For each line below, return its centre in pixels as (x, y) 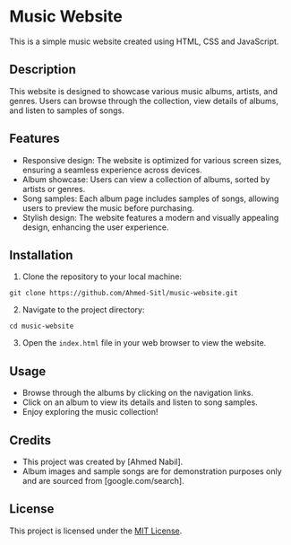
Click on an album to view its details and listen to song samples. (140, 402)
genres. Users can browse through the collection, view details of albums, (144, 101)
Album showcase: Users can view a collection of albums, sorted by (146, 179)
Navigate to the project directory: (83, 310)
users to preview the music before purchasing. (108, 207)
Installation (41, 255)
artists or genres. (54, 189)
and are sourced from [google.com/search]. (103, 481)
